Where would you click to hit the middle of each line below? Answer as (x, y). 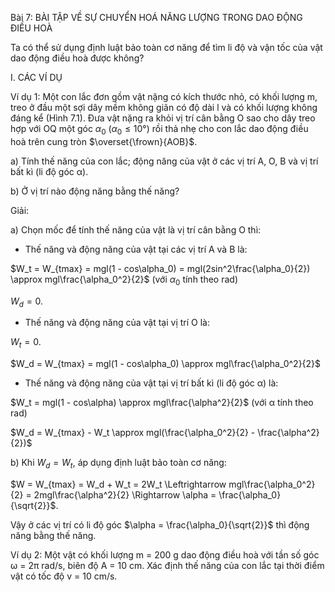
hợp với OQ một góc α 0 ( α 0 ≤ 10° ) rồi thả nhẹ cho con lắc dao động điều (159, 130)
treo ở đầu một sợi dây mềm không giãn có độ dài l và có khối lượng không (164, 107)
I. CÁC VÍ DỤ (36, 77)
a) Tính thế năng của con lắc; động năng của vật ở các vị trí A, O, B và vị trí (164, 161)
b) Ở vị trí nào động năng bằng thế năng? (95, 191)
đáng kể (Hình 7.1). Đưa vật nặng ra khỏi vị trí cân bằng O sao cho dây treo (163, 118)
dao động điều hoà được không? (77, 58)
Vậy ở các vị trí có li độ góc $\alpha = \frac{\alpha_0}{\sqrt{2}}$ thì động (160, 524)
